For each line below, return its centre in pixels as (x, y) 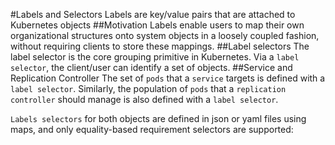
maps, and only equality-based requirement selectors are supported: (152, 129)
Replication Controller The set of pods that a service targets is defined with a (168, 78)
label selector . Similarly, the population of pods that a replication (148, 88)
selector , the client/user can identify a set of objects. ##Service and (151, 67)
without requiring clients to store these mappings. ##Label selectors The (160, 46)
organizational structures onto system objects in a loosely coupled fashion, (165, 35)
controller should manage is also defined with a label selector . (144, 99)
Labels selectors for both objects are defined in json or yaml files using (158, 118)
